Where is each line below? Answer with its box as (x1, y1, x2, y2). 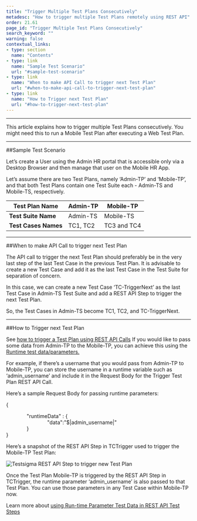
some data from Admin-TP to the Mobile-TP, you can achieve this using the (6, 342, 188, 349)
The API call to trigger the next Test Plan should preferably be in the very (6, 253, 182, 260)
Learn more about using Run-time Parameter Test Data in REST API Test (6, 502, 180, 509)
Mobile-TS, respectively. (6, 188, 65, 195)
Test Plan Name (13, 202, 59, 210)
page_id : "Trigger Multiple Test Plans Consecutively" (6, 25, 143, 31)
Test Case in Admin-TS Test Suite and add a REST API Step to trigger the (6, 289, 182, 297)
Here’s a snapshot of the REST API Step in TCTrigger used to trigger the (6, 442, 180, 450)
